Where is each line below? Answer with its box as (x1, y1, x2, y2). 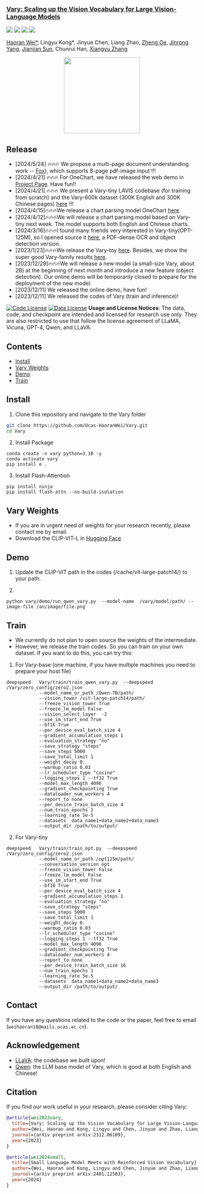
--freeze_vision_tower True (38, 700, 110, 706)
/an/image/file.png (36, 604, 86, 610)
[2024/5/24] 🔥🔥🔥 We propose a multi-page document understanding (15, 160, 189, 168)
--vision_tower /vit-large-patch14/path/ (38, 695, 146, 701)
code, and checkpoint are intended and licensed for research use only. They (6, 311, 197, 318)
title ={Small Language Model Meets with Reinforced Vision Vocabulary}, (12, 1160, 200, 1166)
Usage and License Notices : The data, (88, 305, 186, 312)
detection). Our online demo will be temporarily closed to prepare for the (15, 273, 197, 281)
